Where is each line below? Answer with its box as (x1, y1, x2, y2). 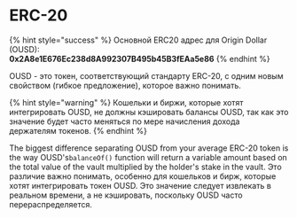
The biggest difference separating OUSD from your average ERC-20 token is (9, 143, 289, 153)
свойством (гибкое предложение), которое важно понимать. (9, 80, 242, 90)
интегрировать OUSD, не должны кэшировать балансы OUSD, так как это (9, 106, 289, 117)
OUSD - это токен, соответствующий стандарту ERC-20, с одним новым (9, 70, 284, 81)
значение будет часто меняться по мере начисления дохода (9, 116, 240, 127)
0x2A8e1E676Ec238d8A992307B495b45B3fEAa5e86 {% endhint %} (9, 53, 270, 64)
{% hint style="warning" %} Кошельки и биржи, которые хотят (9, 97, 244, 107)
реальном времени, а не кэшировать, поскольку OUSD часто (9, 190, 243, 200)
